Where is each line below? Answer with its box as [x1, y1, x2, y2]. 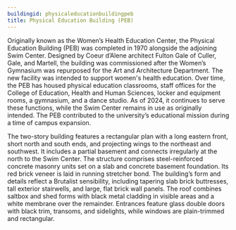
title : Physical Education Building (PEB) [7, 17, 134, 24]
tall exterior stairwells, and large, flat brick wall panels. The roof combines [7, 184, 222, 193]
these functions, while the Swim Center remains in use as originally [7, 103, 202, 112]
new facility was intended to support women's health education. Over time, [7, 73, 225, 82]
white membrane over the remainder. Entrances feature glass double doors [7, 199, 225, 207]
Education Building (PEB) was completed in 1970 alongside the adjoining [7, 44, 217, 52]
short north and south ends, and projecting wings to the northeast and [7, 139, 211, 148]
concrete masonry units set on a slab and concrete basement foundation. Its [7, 162, 229, 170]
